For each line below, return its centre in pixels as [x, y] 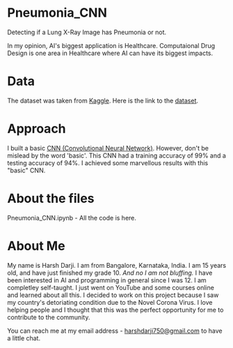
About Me [36, 246]
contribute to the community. [49, 317]
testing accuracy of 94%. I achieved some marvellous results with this [108, 162]
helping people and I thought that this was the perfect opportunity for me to [115, 310]
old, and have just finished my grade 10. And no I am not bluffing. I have [110, 273]
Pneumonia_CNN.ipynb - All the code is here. [72, 218]
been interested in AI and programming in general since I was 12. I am [107, 280]
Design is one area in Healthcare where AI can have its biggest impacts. [110, 53]
